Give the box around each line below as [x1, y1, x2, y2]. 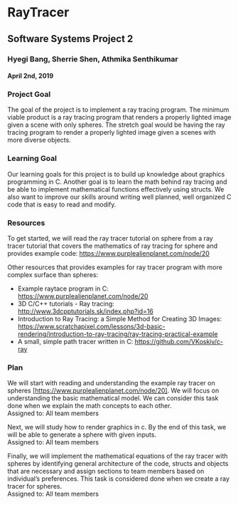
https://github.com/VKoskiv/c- [134, 337, 224, 345]
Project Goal [7, 90, 51, 100]
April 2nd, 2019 [7, 72, 54, 80]
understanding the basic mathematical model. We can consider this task [7, 394, 219, 402]
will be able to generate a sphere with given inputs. [7, 430, 157, 439]
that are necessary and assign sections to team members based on [7, 467, 205, 476]
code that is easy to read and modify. [7, 200, 117, 209]
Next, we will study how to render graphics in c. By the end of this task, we [7, 423, 227, 432]
